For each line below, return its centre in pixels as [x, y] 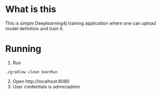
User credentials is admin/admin [46, 86]
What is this [31, 9]
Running [23, 49]
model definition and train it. [35, 28]
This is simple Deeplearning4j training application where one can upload [80, 23]
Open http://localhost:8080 [41, 81]
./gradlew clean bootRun [31, 72]
